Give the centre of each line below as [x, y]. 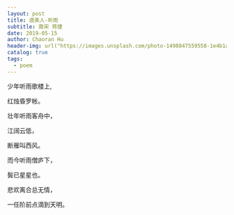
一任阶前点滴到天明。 [38, 204]
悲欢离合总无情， [32, 189]
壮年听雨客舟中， [32, 116]
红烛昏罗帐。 [25, 101]
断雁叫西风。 [25, 145]
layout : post [26, 14]
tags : [15, 59]
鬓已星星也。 [25, 175]
